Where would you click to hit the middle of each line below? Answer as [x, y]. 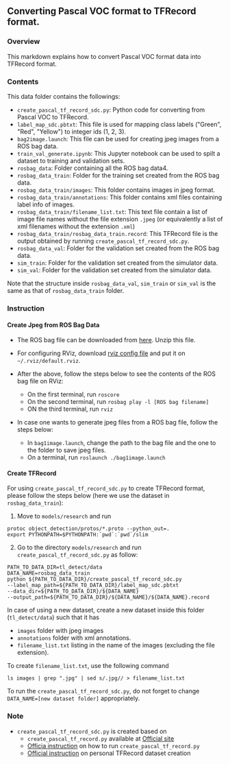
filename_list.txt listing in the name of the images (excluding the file [116, 645]
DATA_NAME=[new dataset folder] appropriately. [74, 698]
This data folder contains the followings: [64, 96]
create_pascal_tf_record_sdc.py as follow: [77, 555]
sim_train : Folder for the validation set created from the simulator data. [117, 263]
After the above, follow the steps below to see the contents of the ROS [116, 374]
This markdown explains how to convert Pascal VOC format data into [104, 56]
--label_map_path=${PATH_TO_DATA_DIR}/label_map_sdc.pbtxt [93, 586]
